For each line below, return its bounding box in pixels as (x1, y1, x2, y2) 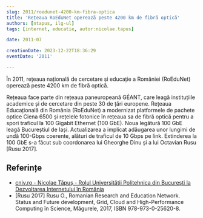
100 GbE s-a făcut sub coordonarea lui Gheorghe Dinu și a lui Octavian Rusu (6, 138, 197, 146)
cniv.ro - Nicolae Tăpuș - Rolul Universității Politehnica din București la (15, 179, 191, 186)
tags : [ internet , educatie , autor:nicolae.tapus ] (6, 26, 135, 32)
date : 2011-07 (6, 37, 42, 43)
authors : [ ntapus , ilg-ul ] (6, 20, 75, 26)
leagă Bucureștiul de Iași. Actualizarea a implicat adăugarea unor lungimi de (6, 126, 196, 133)
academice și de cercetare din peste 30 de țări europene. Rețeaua (6, 100, 171, 107)
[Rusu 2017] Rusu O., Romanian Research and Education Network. (15, 192, 181, 199)
